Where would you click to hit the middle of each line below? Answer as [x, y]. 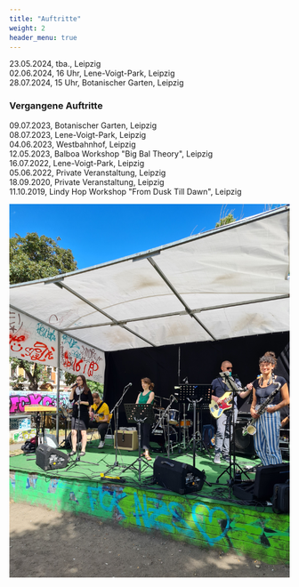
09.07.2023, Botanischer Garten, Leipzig [83, 125]
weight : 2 [28, 28]
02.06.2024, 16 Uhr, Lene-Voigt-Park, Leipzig [92, 73]
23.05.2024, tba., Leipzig [55, 64]
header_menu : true [43, 37]
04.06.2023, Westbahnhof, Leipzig [73, 144]
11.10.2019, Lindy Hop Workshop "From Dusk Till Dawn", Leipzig [125, 191]
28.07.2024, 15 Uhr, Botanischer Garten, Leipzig [97, 83]
